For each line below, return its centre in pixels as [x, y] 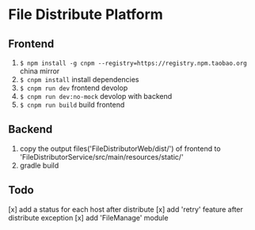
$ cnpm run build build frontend [72, 105]
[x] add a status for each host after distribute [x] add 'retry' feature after [126, 209]
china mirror [40, 71]
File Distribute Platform [86, 15]
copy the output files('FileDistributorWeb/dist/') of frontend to [120, 149]
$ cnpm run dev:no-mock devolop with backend [96, 96]
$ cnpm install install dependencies [79, 79]
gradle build [39, 165]
